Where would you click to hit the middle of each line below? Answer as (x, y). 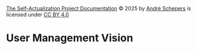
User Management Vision (70, 38)
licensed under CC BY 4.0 (37, 15)
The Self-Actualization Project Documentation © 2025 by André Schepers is (99, 8)
